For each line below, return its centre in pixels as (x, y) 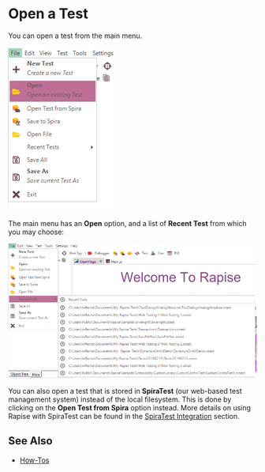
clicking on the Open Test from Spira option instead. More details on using (129, 407)
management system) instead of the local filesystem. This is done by (120, 399)
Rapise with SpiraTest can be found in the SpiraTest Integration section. (124, 416)
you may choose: (36, 232)
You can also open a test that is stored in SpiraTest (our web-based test (125, 391)
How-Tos (34, 460)
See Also (30, 441)
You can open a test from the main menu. (75, 36)
